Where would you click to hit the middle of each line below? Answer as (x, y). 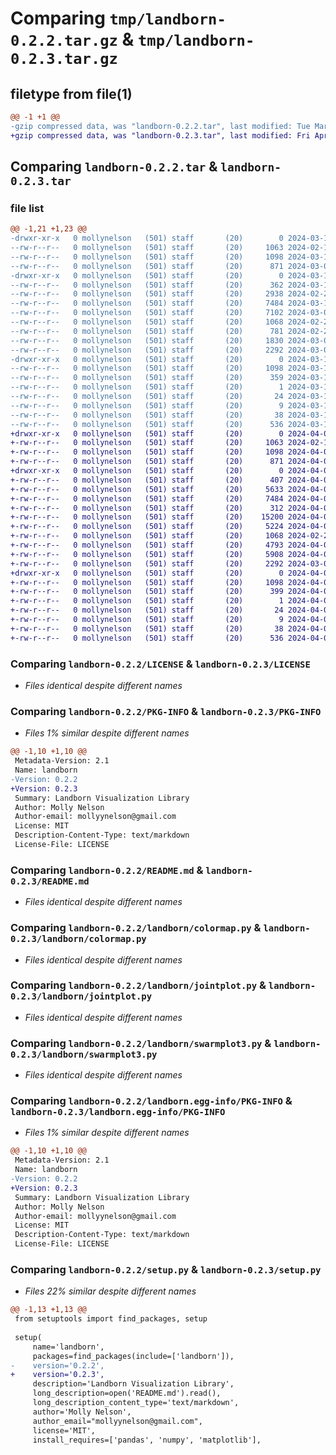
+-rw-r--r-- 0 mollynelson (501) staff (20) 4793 (147, 545)
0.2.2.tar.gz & (72, 39)
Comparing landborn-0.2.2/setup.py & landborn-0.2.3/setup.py (166, 1269)
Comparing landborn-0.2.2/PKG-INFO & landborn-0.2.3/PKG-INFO (166, 711)
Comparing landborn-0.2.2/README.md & (107, 870)
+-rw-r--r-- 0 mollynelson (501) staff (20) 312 (147, 508)
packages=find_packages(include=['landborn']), (133, 1356)
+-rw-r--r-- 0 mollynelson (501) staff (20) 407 (147, 480)
